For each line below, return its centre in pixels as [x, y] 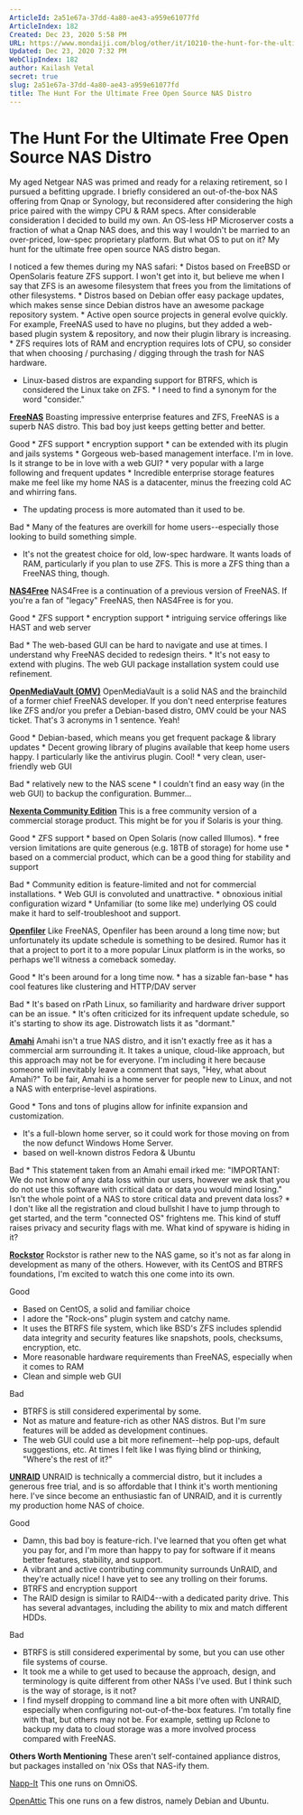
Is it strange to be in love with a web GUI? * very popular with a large [137, 463]
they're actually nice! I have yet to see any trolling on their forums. [145, 1579]
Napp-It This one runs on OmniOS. [73, 1783]
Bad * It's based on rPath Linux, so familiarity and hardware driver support [147, 1005]
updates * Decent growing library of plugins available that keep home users [150, 747]
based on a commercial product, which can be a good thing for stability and [150, 857]
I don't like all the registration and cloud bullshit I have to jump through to [145, 1209]
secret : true [34, 77]
